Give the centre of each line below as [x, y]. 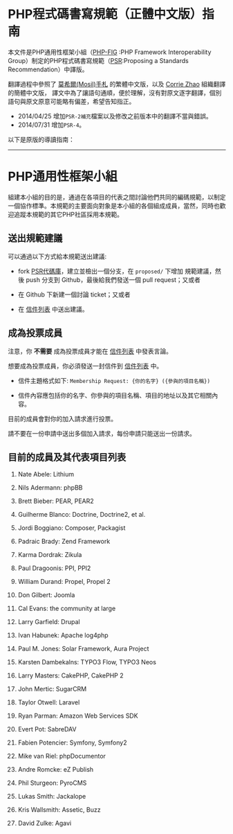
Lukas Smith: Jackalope [52, 797]
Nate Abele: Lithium [46, 474]
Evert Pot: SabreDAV [47, 729]
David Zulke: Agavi [45, 823]
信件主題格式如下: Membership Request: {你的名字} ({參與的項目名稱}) [114, 380]
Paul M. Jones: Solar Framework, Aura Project [83, 649]
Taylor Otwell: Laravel [49, 702]
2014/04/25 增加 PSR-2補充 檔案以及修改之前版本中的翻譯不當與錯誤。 [115, 116]
